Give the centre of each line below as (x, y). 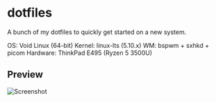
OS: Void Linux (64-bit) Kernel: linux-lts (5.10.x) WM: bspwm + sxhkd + (108, 45)
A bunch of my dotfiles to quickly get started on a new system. (97, 32)
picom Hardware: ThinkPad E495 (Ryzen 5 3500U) (80, 53)
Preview (25, 75)
